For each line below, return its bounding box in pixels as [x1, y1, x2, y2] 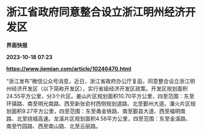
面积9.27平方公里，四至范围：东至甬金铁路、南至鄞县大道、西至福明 [11, 107, 180, 115]
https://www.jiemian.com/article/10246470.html [6, 65, 132, 72]
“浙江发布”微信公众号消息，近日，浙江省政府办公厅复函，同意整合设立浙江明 [6, 77, 195, 85]
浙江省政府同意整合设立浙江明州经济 [6, 5, 186, 19]
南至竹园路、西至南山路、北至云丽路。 [6, 122, 101, 130]
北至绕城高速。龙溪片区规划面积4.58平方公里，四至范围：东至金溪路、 [16, 115, 191, 122]
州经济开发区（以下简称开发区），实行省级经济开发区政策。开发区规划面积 [6, 85, 188, 92]
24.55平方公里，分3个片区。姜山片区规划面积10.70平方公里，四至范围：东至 [6, 92, 195, 100]
